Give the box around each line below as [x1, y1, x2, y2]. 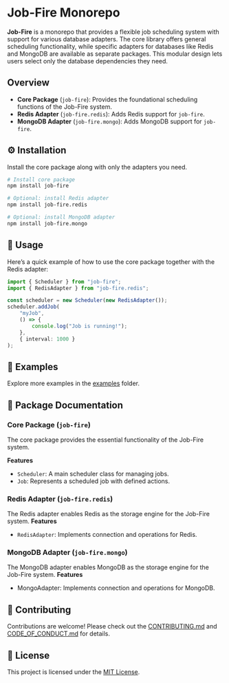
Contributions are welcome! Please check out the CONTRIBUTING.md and [7, 622, 217, 631]
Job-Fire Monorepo [7, 5, 120, 21]
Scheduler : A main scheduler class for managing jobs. [17, 469, 170, 478]
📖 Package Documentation [7, 399, 124, 411]
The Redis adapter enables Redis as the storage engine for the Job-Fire [7, 510, 210, 518]
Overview [7, 77, 50, 89]
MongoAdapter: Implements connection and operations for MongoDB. [17, 584, 215, 592]
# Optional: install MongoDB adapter [7, 214, 116, 221]
